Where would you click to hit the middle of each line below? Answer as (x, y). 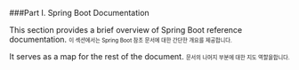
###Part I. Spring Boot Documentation (79, 13)
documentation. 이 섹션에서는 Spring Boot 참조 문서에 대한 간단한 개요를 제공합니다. (121, 39)
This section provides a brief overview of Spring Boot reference (126, 30)
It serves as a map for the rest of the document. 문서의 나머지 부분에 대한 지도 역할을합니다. (149, 56)
